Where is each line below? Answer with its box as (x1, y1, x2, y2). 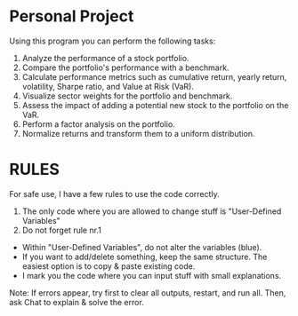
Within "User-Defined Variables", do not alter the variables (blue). (21, 241, 262, 252)
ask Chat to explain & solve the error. (9, 296, 144, 307)
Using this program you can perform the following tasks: (9, 36, 216, 46)
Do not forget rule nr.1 (21, 225, 102, 235)
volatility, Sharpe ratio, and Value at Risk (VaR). (21, 81, 194, 91)
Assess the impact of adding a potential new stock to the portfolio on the (21, 99, 289, 110)
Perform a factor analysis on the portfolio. (21, 118, 175, 130)
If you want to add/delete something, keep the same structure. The (21, 251, 268, 262)
